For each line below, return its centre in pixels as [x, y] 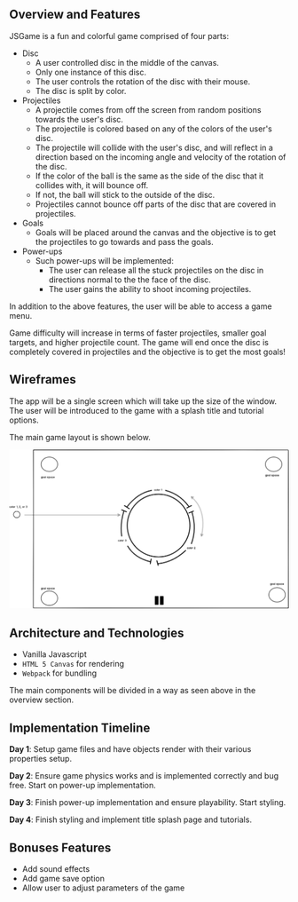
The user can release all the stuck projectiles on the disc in [156, 270]
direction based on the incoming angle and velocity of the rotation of [161, 157]
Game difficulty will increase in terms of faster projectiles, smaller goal [138, 333]
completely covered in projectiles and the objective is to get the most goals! [148, 352]
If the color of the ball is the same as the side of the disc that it [149, 176]
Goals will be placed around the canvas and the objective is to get [156, 232]
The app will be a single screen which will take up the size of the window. [143, 401]
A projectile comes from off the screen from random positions [148, 109]
